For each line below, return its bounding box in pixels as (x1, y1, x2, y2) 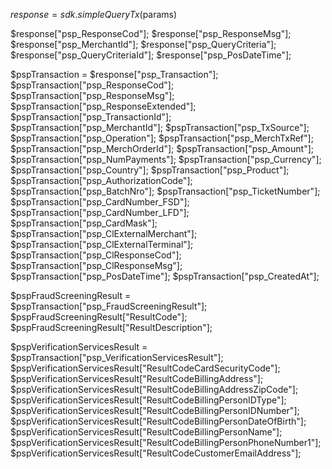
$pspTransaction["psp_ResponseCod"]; (10, 79, 175, 91)
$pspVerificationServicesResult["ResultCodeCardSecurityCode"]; (10, 362, 281, 374)
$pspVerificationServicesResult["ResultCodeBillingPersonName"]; (10, 426, 283, 438)
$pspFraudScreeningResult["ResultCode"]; (10, 311, 188, 323)
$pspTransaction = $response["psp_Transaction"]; (10, 69, 219, 80)
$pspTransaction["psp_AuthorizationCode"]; (10, 175, 193, 186)
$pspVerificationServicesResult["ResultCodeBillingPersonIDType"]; (10, 394, 287, 406)
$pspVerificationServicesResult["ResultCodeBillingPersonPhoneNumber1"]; (10, 437, 322, 448)
